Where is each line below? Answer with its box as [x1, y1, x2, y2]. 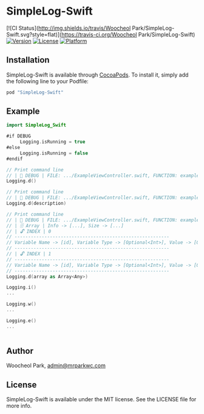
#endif [6, 156, 23, 162]
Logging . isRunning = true [19, 139, 86, 145]
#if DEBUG [6, 133, 32, 139]
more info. [6, 402, 32, 410]
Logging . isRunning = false [19, 150, 88, 156]
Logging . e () [6, 317, 36, 323]
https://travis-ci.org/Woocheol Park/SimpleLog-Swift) [61, 30, 195, 38]
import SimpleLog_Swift [6, 122, 67, 128]
